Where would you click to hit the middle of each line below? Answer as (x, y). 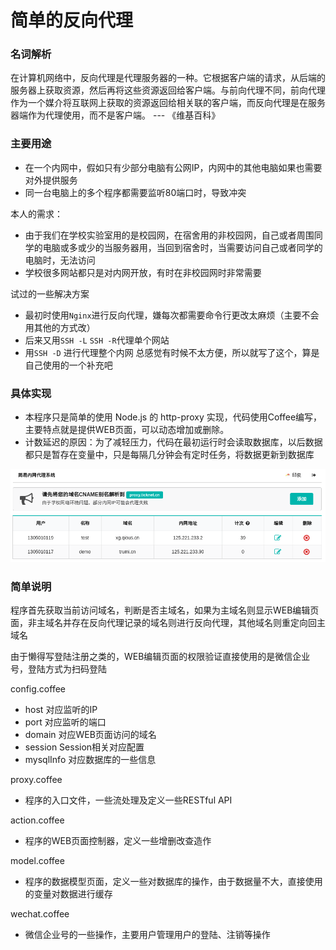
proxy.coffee (36, 780)
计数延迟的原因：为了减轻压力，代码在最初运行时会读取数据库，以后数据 (173, 442)
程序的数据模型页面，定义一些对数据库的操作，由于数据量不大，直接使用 (173, 882)
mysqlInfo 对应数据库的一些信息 (90, 760)
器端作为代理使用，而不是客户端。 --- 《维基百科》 (115, 115)
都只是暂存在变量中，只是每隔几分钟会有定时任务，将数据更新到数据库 (169, 455)
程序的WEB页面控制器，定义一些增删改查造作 (118, 841)
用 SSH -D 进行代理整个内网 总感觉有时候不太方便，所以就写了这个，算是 (172, 352)
